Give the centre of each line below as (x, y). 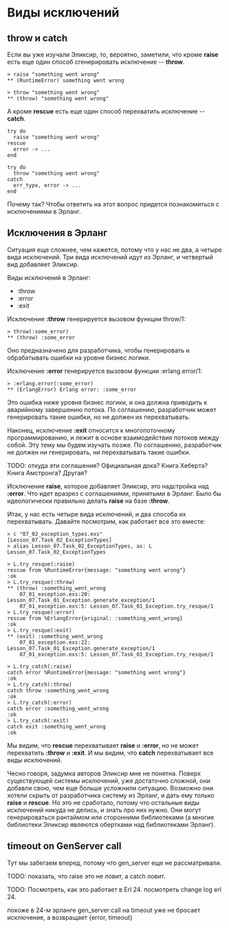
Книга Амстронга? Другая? (47, 473)
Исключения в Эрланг (57, 233)
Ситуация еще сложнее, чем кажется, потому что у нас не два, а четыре (115, 250)
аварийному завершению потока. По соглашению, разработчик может (112, 409)
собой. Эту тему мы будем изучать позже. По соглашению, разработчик (115, 444)
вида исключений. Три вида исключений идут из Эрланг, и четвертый (110, 257)
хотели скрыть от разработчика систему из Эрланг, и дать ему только (111, 795)
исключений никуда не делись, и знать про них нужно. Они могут (104, 810)
